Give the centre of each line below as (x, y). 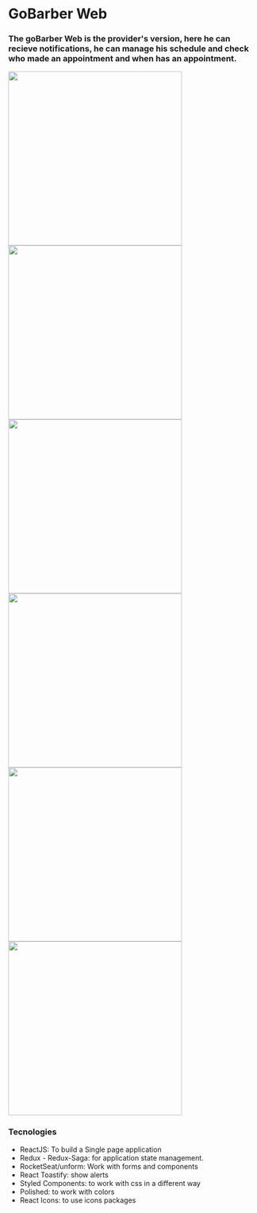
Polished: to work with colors (67, 1192)
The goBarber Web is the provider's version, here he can (119, 39)
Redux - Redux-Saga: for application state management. (111, 1157)
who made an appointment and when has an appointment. (123, 59)
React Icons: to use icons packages (78, 1200)
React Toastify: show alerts (64, 1175)
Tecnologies (33, 1132)
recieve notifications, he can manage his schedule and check (128, 49)
